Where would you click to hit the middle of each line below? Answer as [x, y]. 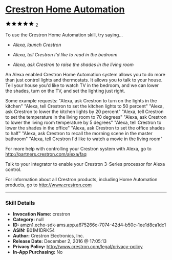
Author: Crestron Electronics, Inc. [48, 236]
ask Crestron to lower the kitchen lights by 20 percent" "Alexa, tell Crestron [84, 112]
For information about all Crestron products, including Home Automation [81, 179]
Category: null [28, 220]
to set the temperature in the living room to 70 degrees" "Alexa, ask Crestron [86, 117]
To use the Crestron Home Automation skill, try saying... [64, 35]
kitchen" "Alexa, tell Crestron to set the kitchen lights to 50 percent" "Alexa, [85, 106]
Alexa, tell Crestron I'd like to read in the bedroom [65, 54]
